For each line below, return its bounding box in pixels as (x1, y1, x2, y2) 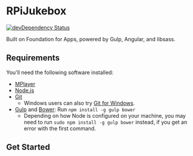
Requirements (6, 53, 60, 63)
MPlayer (14, 80, 36, 87)
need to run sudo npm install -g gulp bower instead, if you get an (23, 118, 188, 126)
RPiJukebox (6, 4, 67, 18)
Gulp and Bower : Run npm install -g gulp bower (14, 106, 136, 113)
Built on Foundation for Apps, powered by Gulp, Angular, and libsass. (6, 35, 176, 42)
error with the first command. (23, 124, 96, 132)
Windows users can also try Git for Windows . (23, 99, 135, 106)
